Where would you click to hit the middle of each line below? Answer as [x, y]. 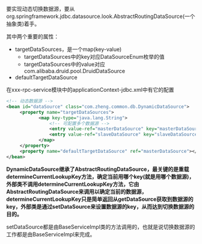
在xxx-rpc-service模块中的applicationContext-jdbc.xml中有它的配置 [90, 90]
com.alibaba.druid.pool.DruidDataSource [74, 71]
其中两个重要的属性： [32, 37]
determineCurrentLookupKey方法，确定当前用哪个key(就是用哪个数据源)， [100, 176]
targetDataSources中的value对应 [64, 64]
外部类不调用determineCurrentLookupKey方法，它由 [73, 184]
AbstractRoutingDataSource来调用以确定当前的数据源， [77, 191]
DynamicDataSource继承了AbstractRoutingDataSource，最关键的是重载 [98, 169]
